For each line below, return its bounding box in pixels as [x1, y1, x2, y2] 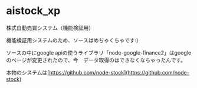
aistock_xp [6, 4, 61, 18]
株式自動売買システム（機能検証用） [6, 24, 94, 31]
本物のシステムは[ [6, 69, 50, 76]
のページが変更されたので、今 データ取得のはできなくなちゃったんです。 [6, 56, 186, 63]
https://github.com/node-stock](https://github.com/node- [49, 69, 190, 76]
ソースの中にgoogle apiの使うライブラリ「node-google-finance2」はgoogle [6, 49, 192, 56]
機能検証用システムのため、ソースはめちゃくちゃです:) [6, 36, 139, 43]
